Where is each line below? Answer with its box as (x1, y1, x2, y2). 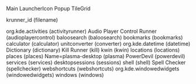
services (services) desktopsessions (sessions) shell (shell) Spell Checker (6, 59, 186, 66)
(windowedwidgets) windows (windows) (6, 72, 104, 78)
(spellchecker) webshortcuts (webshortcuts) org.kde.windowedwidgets (6, 65, 180, 72)
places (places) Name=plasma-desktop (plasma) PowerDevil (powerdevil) (6, 53, 185, 59)
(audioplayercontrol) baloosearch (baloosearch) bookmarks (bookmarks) (6, 34, 184, 41)
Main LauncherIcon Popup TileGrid (6, 5, 91, 12)
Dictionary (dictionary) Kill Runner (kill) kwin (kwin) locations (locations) (6, 46, 180, 53)
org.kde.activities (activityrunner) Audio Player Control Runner (6, 28, 157, 35)
